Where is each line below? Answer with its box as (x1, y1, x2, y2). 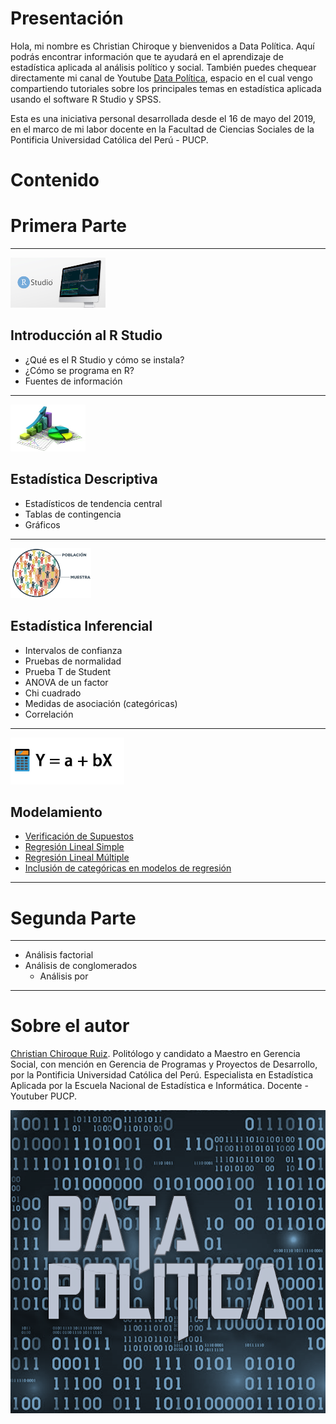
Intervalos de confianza (24, 644, 123, 656)
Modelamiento (10, 803, 103, 821)
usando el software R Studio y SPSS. (10, 93, 162, 105)
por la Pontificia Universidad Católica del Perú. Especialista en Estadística (10, 1069, 314, 1081)
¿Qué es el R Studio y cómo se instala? (24, 353, 185, 366)
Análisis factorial (24, 949, 94, 961)
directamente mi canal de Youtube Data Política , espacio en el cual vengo (10, 72, 313, 84)
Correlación (24, 708, 74, 720)
